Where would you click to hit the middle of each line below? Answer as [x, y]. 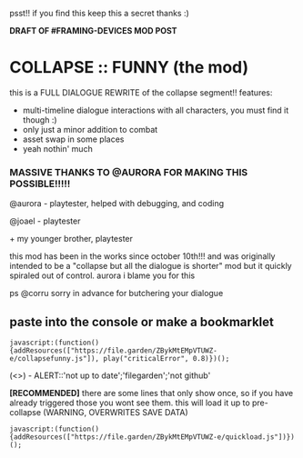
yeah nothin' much [57, 148]
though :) [40, 119]
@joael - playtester [45, 221]
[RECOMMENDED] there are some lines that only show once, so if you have [151, 393]
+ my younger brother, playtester [71, 239]
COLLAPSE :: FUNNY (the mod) [129, 68]
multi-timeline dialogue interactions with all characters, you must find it [156, 110]
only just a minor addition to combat [90, 129]
